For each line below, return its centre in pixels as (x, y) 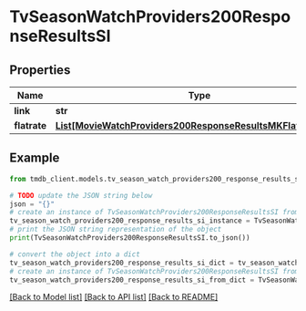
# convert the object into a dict (75, 254)
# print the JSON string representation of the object (116, 230)
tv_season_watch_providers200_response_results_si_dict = (122, 263)
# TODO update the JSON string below (81, 195)
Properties (40, 70)
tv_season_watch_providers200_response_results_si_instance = (130, 221)
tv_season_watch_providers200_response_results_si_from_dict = (132, 280)
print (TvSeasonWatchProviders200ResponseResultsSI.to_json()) (130, 238)
